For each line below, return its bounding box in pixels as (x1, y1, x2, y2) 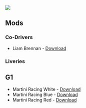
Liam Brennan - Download (12, 45, 66, 51)
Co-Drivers (5, 34, 33, 41)
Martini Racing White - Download (12, 86, 81, 92)
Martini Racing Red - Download (12, 97, 77, 103)
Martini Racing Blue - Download (12, 91, 78, 97)
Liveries (5, 57, 25, 64)
